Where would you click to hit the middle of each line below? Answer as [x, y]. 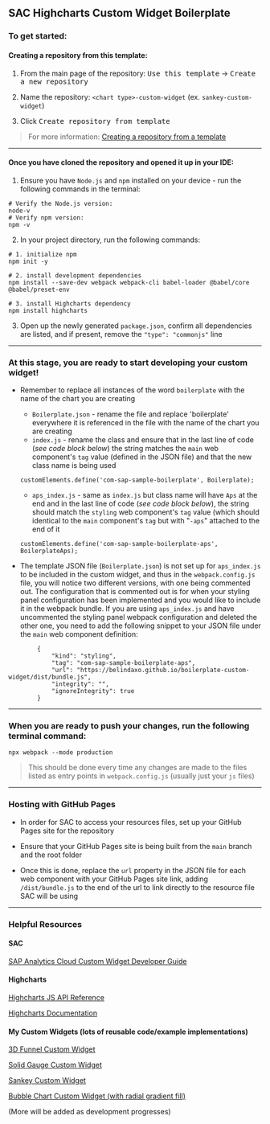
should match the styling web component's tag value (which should [145, 512]
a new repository [54, 81]
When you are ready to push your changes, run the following [129, 725]
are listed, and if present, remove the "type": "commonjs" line [121, 334]
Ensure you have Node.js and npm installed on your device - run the [131, 180]
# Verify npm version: [46, 217]
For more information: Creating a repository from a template [127, 137]
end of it [46, 529]
